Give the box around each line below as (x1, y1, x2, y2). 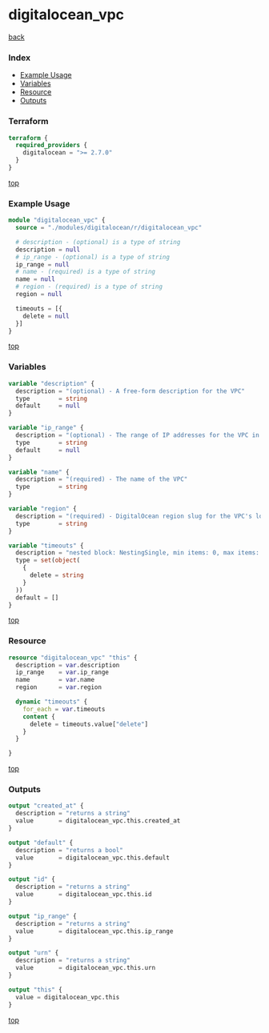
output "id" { (8, 875, 56, 883)
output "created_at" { (8, 802, 84, 810)
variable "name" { (8, 468, 70, 476)
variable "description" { (8, 379, 94, 387)
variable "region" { (8, 505, 78, 513)
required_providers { (15, 142, 88, 150)
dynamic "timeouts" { (15, 698, 88, 706)
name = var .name (15, 676, 94, 684)
